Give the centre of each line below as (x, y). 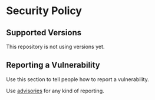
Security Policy (44, 11)
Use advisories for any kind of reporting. (55, 91)
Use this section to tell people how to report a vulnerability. (77, 79)
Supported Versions (44, 33)
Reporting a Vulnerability (53, 65)
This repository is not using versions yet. (55, 46)
